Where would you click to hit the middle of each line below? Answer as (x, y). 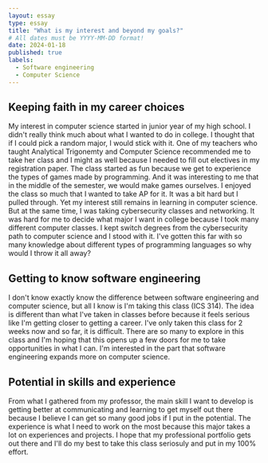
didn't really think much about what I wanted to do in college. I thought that (132, 135)
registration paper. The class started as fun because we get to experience (130, 169)
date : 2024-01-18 (37, 45)
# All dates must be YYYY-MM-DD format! (77, 38)
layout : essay (32, 16)
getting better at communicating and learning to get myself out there (121, 410)
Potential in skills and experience (92, 382)
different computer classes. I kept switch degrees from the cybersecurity (128, 228)
